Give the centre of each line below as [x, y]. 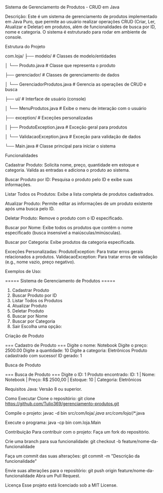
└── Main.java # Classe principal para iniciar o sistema [60, 146]
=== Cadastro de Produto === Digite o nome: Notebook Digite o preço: [76, 345]
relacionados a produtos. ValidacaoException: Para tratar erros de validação [81, 257]
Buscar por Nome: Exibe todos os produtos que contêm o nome [69, 228]
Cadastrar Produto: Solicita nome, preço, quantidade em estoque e [72, 165]
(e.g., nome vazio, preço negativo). [40, 262]
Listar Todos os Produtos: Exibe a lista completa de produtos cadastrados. [80, 194]
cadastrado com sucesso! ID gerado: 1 [44, 356]
